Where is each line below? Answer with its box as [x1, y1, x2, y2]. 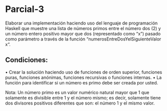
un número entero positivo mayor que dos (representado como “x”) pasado [5, 30, 161, 36]
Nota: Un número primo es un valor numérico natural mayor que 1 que [5, 89, 149, 95]
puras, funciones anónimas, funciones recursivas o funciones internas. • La [5, 74, 162, 80]
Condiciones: [5, 56, 48, 64]
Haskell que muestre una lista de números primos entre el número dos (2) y [5, 25, 161, 31]
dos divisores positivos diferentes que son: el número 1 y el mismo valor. [5, 100, 155, 106]
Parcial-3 [5, 3, 44, 15]
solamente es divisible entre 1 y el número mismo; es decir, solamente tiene [5, 94, 161, 100]
